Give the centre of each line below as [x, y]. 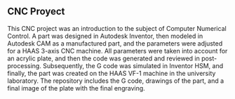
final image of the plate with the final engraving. [76, 88]
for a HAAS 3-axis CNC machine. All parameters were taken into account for [117, 51]
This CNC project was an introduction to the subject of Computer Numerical [117, 28]
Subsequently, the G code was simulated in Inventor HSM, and [133, 65]
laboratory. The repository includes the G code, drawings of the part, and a [116, 81]
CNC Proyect [36, 12]
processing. [25, 65]
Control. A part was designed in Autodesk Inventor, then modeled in [105, 36]
